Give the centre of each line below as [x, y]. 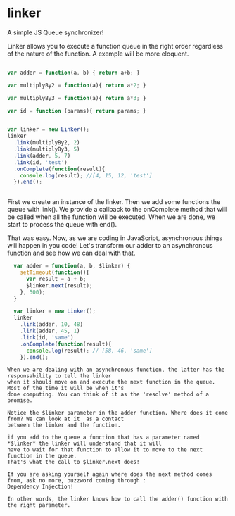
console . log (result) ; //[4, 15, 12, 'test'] [86, 175]
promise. [20, 401]
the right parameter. [39, 505]
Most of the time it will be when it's [66, 389]
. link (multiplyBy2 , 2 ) [47, 143]
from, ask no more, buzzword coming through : [77, 481]
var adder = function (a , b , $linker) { [72, 266]
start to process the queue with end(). [62, 225]
